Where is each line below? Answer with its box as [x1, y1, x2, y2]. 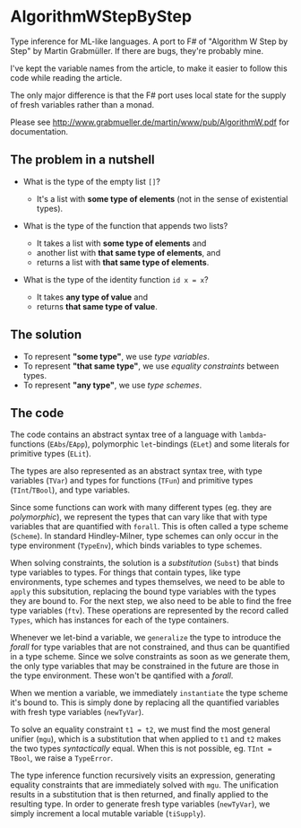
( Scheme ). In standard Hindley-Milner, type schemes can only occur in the [10, 531, 279, 542]
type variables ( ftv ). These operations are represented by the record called [10, 606, 289, 616]
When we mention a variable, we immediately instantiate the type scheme [10, 688, 288, 699]
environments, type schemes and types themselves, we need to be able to [10, 577, 286, 588]
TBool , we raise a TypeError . [10, 753, 114, 763]
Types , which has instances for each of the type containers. [10, 614, 229, 625]
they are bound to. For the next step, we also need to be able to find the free [10, 596, 292, 606]
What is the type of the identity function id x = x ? [22, 274, 209, 284]
